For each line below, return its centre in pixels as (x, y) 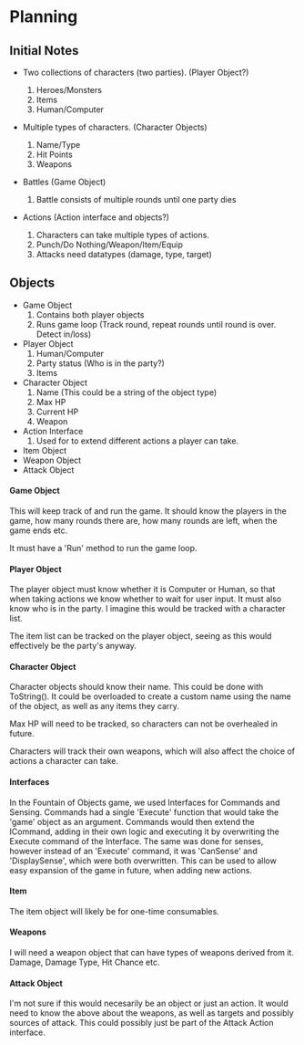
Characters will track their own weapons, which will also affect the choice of (152, 751)
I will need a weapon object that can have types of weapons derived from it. (152, 953)
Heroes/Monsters (69, 90)
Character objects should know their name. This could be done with (137, 687)
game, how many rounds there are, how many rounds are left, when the (143, 521)
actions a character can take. (64, 761)
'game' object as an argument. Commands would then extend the (132, 821)
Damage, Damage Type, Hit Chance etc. (85, 962)
